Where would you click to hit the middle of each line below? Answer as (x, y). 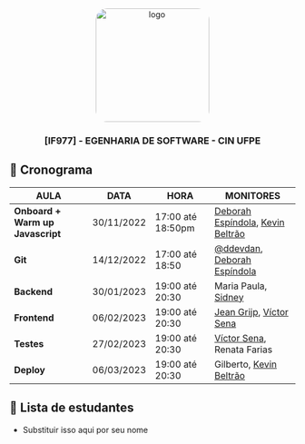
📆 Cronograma (51, 170)
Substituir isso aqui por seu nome (85, 429)
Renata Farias (244, 350)
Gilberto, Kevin (246, 364)
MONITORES (253, 195)
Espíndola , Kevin (250, 222)
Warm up (34, 222)
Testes (29, 343)
